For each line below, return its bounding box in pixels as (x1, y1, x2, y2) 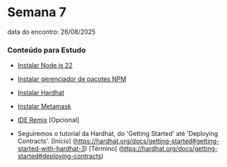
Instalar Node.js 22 (17, 61, 73, 70)
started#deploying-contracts (17, 152, 102, 161)
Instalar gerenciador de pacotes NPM (17, 75, 127, 83)
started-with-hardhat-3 (17, 144, 86, 153)
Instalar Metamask (17, 102, 72, 111)
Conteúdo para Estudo (7, 45, 86, 55)
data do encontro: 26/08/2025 (7, 27, 96, 36)
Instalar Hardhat (17, 89, 65, 97)
